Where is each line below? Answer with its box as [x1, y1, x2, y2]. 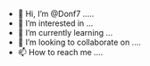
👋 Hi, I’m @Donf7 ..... [17, 9, 95, 19]
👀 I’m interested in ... [17, 18, 94, 29]
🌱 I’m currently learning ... [17, 28, 113, 37]
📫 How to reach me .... [17, 47, 104, 57]
